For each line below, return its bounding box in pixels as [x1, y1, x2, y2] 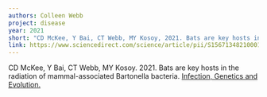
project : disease [8, 19, 66, 27]
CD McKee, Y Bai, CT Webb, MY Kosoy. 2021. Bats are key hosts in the [8, 63, 240, 72]
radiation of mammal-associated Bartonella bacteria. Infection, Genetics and [8, 72, 258, 81]
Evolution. [8, 80, 41, 90]
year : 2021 [8, 26, 44, 34]
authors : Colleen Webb [8, 11, 83, 20]
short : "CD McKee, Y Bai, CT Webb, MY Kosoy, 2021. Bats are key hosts [8, 33, 250, 42]
